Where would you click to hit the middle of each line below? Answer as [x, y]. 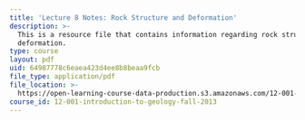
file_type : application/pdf [63, 77]
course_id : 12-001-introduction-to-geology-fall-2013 [113, 102]
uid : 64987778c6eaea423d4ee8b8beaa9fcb [85, 69]
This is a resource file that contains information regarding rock [148, 34]
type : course [34, 51]
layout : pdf [32, 60]
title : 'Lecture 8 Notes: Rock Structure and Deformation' [123, 18]
